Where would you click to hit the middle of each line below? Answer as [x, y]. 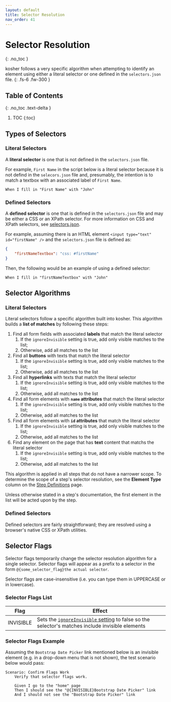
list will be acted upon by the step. [41, 500]
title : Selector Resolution [35, 15]
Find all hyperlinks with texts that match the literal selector [74, 378]
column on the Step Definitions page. [44, 485]
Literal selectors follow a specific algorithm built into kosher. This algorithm [84, 319]
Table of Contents [34, 96]
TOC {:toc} [24, 118]
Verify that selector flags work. [51, 677]
